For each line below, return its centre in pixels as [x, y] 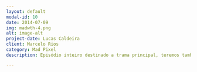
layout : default [26, 11]
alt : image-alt [25, 33]
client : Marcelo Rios [33, 44]
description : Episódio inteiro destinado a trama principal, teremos [93, 55]
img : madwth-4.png [28, 28]
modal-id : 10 [22, 17]
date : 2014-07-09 [27, 22]
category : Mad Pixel [31, 50]
